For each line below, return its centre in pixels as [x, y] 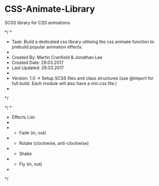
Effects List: [24, 117]
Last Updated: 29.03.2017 [38, 68]
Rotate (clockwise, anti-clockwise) [54, 143]
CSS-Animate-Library [50, 9]
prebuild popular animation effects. [47, 47]
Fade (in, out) [33, 133]
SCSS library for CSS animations [38, 23]
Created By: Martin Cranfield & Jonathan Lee [57, 57]
